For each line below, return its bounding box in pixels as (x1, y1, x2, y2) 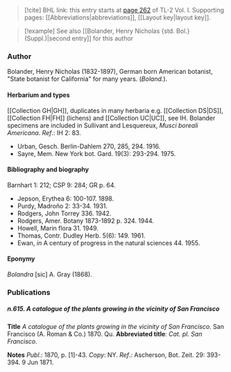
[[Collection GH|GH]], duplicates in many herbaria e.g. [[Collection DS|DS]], (7, 106, 223, 114)
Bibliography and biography (7, 165, 89, 173)
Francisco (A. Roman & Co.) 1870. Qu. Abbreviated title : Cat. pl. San (7, 330, 203, 338)
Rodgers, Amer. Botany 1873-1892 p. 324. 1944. (17, 216, 155, 225)
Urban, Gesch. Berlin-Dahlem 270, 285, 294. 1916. (17, 142, 161, 150)
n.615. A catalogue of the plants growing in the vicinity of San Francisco (7, 304, 220, 313)
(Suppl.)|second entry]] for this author (24, 34, 134, 42)
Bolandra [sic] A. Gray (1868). (7, 270, 92, 278)
